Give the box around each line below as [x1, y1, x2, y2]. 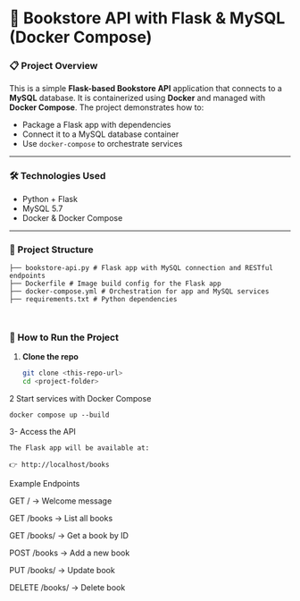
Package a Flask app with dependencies [21, 120, 171, 131]
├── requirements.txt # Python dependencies [9, 295, 178, 304]
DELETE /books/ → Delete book [9, 582, 126, 593]
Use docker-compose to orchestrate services [21, 139, 183, 149]
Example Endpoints [9, 478, 80, 489]
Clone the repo [21, 351, 79, 362]
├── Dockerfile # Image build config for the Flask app [9, 279, 221, 289]
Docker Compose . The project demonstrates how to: [9, 102, 204, 113]
